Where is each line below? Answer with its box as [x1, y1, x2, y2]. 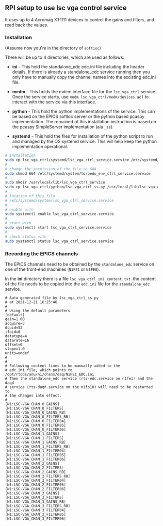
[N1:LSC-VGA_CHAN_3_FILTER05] [5, 512, 66, 517]
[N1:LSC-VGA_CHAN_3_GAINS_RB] [5, 499, 66, 504]
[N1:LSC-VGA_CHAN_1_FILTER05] [5, 452, 66, 458]
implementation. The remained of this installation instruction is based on [12, 119, 157, 125]
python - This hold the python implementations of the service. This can [12, 109, 155, 115]
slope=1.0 [5, 346, 25, 351]
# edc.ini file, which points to [5, 367, 73, 373]
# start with [5, 221, 32, 226]
